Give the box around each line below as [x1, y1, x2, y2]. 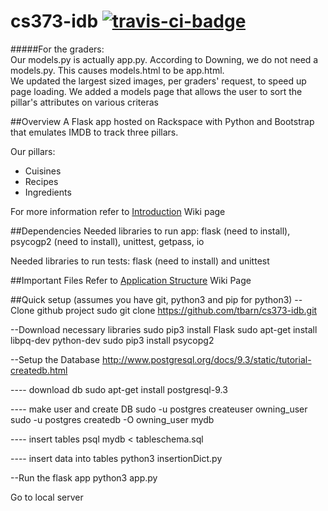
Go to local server [10, 491, 84, 503]
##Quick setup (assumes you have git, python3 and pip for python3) [10, 293, 293, 305]
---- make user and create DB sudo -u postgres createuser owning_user [10, 403, 308, 415]
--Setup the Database [10, 353, 100, 365]
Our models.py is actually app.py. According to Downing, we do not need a [10, 53, 319, 65]
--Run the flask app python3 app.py [10, 471, 158, 484]
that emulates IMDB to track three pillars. [10, 126, 179, 138]
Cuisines [24, 165, 62, 177]
